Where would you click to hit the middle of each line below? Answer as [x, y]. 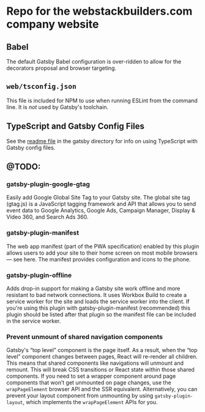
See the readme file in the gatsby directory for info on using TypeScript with [102, 141]
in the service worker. [34, 321]
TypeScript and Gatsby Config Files [76, 126]
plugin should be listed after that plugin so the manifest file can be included [101, 314]
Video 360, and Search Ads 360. [47, 217]
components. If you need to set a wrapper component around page [91, 376]
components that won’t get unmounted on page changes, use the [89, 383]
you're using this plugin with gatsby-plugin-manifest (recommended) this [99, 308]
